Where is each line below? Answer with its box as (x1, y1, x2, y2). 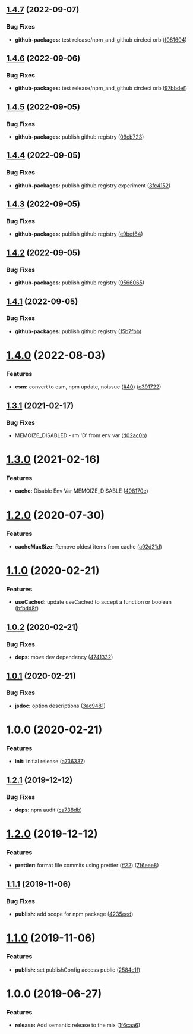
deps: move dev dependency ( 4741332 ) (14, 654, 113, 661)
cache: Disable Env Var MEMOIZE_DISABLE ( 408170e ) (14, 487, 148, 494)
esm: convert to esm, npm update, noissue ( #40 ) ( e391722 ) (14, 383, 162, 390)
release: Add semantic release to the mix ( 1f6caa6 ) (14, 1022, 141, 1029)
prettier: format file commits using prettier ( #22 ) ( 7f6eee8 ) (14, 862, 159, 869)
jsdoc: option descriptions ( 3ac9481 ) (14, 702, 106, 709)
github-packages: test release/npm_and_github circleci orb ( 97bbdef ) (14, 84, 188, 92)
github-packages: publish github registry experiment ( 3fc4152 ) (14, 181, 171, 189)
